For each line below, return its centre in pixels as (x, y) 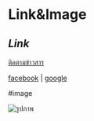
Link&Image (47, 15)
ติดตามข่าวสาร (26, 62)
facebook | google (38, 78)
